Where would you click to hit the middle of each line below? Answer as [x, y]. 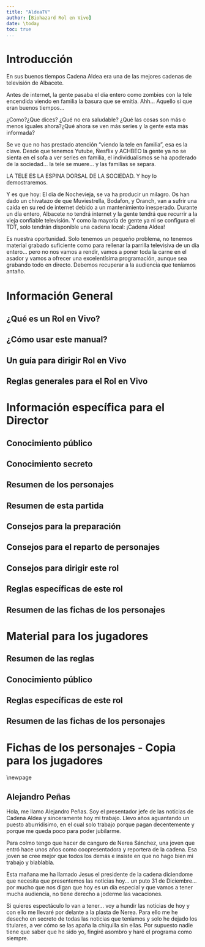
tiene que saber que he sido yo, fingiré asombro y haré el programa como [99, 932]
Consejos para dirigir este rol [63, 568]
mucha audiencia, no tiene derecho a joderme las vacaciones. [85, 894]
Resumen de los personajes [60, 485]
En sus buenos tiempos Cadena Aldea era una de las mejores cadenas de [99, 77]
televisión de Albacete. [35, 83]
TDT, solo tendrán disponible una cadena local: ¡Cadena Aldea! [86, 227]
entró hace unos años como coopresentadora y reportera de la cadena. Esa [102, 850]
